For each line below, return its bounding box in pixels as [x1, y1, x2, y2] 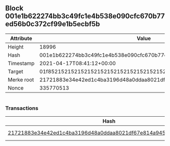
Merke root [8, 76, 34, 83]
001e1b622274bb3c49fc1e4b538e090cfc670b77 [5, 12, 165, 21]
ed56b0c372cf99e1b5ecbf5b [5, 20, 100, 28]
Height [8, 43, 24, 50]
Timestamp [8, 60, 35, 67]
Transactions [5, 105, 39, 112]
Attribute [10, 35, 32, 42]
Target [8, 68, 24, 75]
